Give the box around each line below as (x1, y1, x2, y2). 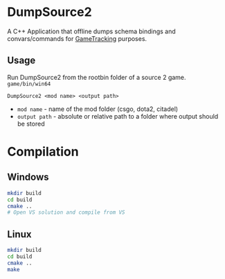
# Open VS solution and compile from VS (7, 209, 126, 216)
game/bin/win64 (7, 81, 51, 87)
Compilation (7, 144, 79, 160)
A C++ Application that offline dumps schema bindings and (7, 27, 177, 35)
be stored (17, 119, 45, 128)
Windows (7, 171, 49, 183)
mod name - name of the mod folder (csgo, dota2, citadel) (17, 105, 179, 113)
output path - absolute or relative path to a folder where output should (17, 112, 219, 120)
